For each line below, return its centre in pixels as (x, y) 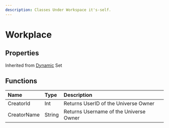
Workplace (28, 34)
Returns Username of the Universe (105, 112)
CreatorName (24, 115)
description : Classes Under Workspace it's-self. (58, 10)
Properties (22, 53)
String (52, 115)
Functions (21, 81)
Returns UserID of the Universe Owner (109, 103)
